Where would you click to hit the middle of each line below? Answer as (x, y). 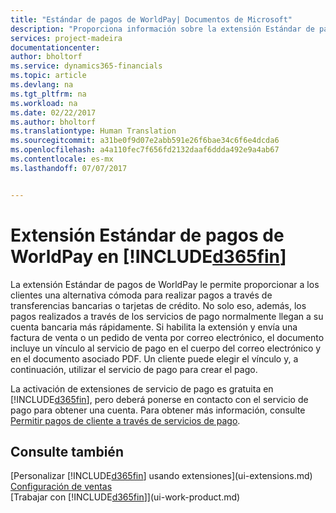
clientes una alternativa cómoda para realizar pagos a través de (141, 295)
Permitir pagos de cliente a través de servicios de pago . (125, 420)
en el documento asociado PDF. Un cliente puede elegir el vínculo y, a (154, 358)
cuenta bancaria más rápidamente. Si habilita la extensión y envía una (154, 327)
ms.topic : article (48, 76)
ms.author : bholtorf (53, 122)
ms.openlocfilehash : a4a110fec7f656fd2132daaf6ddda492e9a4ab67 (145, 150)
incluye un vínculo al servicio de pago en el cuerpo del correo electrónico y (166, 348)
